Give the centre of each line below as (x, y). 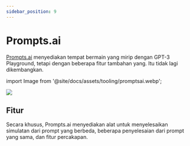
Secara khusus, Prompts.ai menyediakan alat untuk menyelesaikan (87, 125)
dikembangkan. (25, 69)
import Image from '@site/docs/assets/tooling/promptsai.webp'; (84, 81)
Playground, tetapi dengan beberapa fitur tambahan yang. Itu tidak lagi (92, 63)
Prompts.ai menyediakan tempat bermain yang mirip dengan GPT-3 (88, 57)
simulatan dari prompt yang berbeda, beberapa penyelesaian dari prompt (95, 131)
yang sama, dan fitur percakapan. (47, 137)
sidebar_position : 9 (32, 11)
